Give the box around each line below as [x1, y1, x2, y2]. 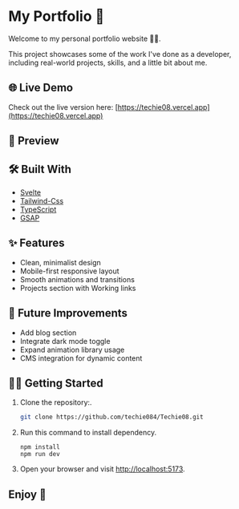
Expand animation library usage [19, 345, 125, 354]
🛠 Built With [8, 162, 72, 176]
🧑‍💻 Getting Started [8, 376, 103, 390]
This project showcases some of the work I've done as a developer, [8, 49, 232, 59]
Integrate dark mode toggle [19, 336, 111, 345]
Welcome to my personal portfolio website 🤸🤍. [8, 34, 161, 43]
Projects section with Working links [19, 283, 136, 293]
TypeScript [19, 204, 57, 214]
